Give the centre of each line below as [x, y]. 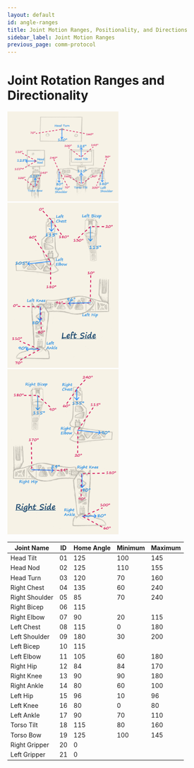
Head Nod [25, 568]
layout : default [31, 15]
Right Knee [26, 676]
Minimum [131, 548]
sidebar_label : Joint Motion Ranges [61, 37]
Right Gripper [30, 745]
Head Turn [25, 578]
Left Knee [24, 705]
